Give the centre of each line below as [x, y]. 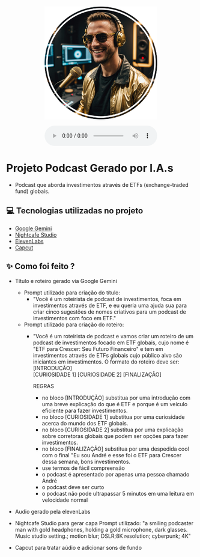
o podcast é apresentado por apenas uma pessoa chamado [116, 474]
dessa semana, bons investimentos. [86, 461]
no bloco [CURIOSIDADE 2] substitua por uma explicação [113, 430]
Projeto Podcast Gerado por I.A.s [90, 168]
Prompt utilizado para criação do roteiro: [74, 324]
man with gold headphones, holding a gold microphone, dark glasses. [101, 529]
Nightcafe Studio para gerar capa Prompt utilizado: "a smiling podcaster [104, 523]
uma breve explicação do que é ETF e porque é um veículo [115, 404]
